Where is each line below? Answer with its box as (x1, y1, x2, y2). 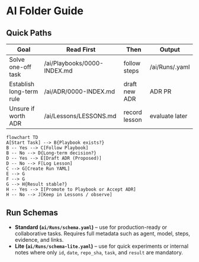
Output (159, 46, 181, 53)
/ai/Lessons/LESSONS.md (44, 112, 117, 120)
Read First (66, 46, 96, 53)
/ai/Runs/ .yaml (150, 63, 190, 71)
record (123, 108, 142, 116)
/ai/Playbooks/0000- (44, 59, 104, 67)
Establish (9, 80, 34, 88)
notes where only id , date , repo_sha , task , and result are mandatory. (14, 248, 184, 256)
